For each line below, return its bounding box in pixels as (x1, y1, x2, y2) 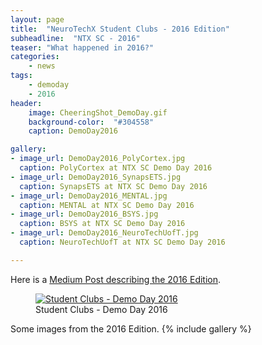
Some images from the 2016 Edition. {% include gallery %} (10, 322, 252, 335)
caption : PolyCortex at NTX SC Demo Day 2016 (19, 163, 213, 173)
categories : (10, 52, 60, 62)
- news (28, 61, 56, 71)
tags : (10, 71, 33, 81)
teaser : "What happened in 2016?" (10, 42, 155, 53)
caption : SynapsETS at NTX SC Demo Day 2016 (19, 181, 208, 191)
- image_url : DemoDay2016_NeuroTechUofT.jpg (10, 228, 199, 238)
